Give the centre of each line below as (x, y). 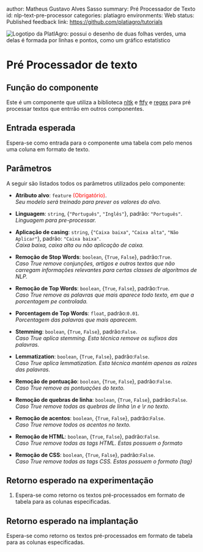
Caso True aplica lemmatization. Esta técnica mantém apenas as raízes (106, 363)
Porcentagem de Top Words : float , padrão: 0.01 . (77, 313)
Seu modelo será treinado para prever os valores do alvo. (88, 202)
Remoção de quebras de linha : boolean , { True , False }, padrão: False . (101, 399)
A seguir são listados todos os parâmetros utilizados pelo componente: (96, 183)
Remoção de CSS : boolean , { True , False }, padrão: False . (85, 455)
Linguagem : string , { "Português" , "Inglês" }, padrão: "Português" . (99, 213)
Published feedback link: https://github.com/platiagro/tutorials (85, 22)
